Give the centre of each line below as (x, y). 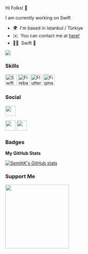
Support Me (20, 176)
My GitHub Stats (23, 153)
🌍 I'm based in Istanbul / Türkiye (48, 28)
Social (13, 97)
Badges (15, 142)
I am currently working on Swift (38, 18)
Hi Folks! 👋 (17, 8)
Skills (12, 65)
